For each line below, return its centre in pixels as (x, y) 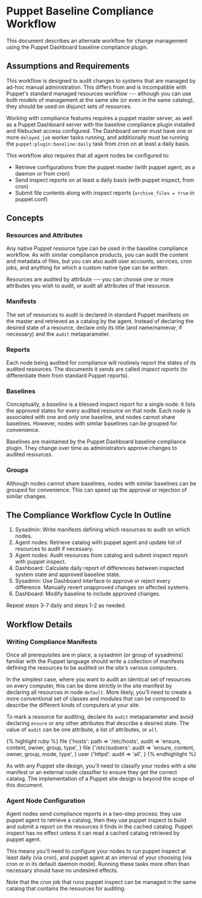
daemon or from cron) (43, 173)
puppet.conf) (31, 199)
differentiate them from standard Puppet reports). (68, 376)
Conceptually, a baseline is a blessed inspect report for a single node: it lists (101, 404)
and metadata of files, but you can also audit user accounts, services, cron (99, 261)
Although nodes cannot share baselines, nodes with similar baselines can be (101, 483)
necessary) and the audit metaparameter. (58, 334)
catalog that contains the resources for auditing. (66, 888)
